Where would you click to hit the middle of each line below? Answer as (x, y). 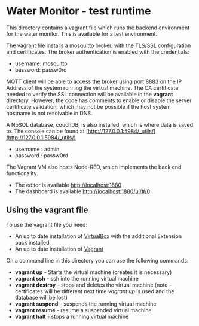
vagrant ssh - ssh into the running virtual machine (77, 278)
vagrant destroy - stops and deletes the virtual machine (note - (93, 285)
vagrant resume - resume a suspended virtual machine (83, 310)
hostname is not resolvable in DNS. (49, 113)
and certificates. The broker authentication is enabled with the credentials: (98, 51)
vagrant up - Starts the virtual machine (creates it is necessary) (93, 272)
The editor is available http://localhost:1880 (68, 185)
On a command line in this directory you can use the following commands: (97, 260)
